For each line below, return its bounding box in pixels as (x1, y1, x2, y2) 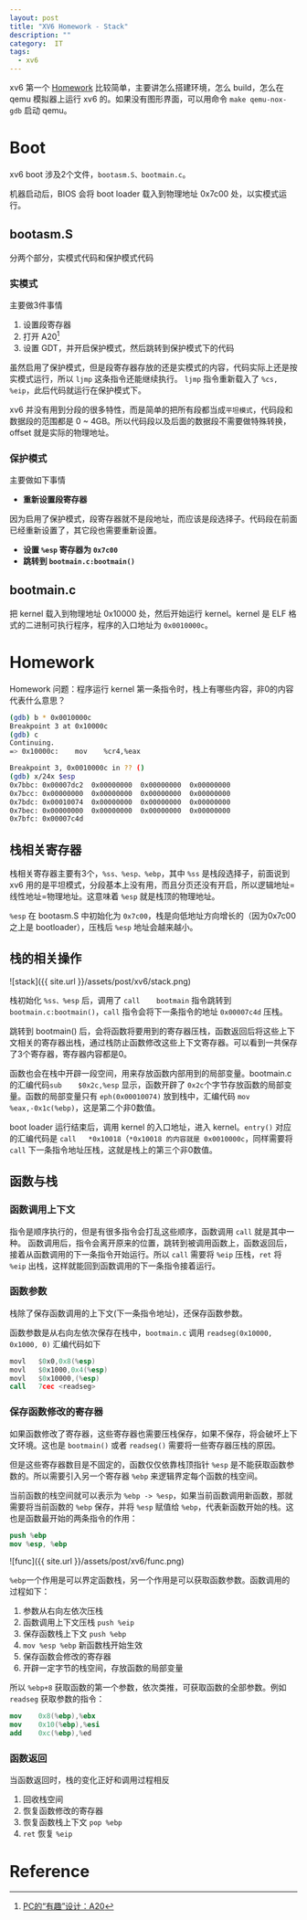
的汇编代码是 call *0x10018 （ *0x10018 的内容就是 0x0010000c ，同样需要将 (9, 1132, 293, 1143)
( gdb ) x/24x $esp (9, 772, 76, 781)
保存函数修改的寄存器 (9, 1406, 103, 1418)
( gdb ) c (9, 730, 39, 739)
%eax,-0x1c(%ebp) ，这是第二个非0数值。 (9, 1102, 161, 1113)
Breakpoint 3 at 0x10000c (9, 721, 108, 731)
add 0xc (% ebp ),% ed (9, 1729, 92, 1738)
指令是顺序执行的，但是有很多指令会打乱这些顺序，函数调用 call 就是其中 (9, 1225, 287, 1236)
